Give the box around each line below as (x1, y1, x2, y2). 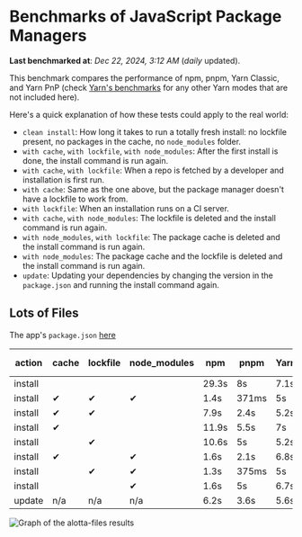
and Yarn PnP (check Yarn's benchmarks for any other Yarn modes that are (9, 82, 289, 93)
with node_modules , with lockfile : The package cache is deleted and (22, 231, 280, 242)
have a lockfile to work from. (22, 193, 129, 204)
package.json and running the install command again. (22, 279, 220, 290)
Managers (9, 25, 87, 46)
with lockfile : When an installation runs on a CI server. (22, 202, 229, 213)
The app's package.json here (9, 329, 117, 340)
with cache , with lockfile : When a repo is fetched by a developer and (22, 165, 285, 175)
